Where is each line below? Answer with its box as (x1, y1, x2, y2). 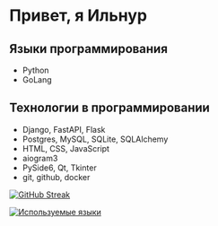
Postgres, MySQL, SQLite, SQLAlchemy (22, 134, 169, 144)
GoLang (22, 74, 52, 85)
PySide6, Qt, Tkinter (22, 162, 97, 173)
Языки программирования (9, 41, 169, 56)
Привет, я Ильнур (9, 5, 148, 26)
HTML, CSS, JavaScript (22, 143, 110, 153)
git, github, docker (22, 171, 91, 182)
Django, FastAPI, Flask (22, 124, 106, 135)
